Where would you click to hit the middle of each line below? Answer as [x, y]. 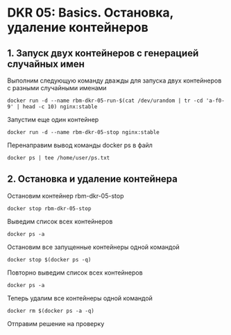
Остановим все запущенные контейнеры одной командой [94, 247]
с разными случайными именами [57, 88]
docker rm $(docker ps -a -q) [51, 311]
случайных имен [46, 64]
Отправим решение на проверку [56, 323]
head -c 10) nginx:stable [60, 107]
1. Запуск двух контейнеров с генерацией [103, 53]
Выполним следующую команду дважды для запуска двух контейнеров [114, 80]
